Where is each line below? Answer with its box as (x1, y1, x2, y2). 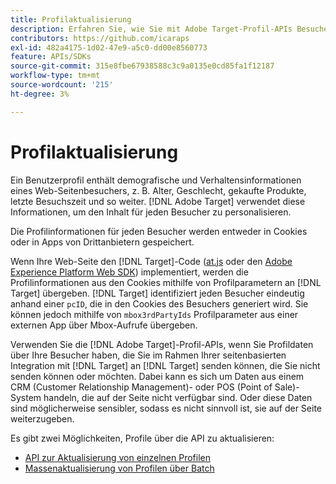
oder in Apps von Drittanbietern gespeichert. (10, 236, 195, 248)
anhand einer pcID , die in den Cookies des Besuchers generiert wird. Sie (10, 297, 309, 310)
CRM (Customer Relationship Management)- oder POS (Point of (10, 381, 273, 393)
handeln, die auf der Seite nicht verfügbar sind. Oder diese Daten (43, 391, 313, 403)
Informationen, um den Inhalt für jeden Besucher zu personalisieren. (10, 206, 292, 218)
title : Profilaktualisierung (10, 14, 132, 25)
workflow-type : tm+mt (10, 71, 101, 81)
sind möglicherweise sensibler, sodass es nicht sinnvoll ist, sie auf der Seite (10, 402, 323, 414)
